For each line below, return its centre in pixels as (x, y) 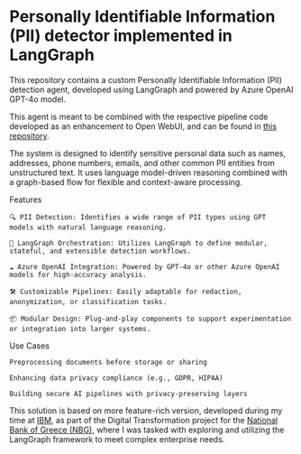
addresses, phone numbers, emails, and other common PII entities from (142, 162)
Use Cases (29, 346)
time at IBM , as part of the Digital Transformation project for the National (143, 420)
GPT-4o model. (38, 99)
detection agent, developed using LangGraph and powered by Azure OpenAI (151, 89)
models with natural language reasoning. (88, 227)
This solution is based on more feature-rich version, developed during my (146, 410)
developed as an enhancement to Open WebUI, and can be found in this (143, 126)
